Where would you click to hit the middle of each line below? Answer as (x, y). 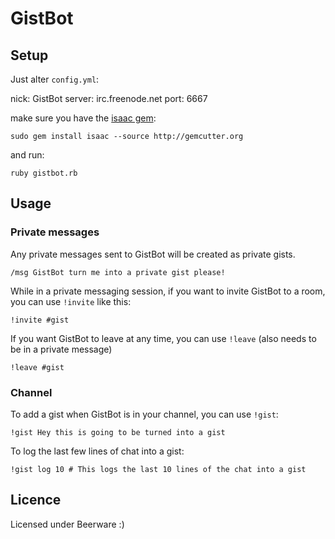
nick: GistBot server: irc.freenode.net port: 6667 (109, 98)
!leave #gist (37, 367)
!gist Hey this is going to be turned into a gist (118, 432)
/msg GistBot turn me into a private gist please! (118, 272)
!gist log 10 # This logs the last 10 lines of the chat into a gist (158, 469)
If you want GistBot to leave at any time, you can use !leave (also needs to (163, 338)
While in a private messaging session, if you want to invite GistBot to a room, (168, 291)
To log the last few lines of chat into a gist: (97, 451)
